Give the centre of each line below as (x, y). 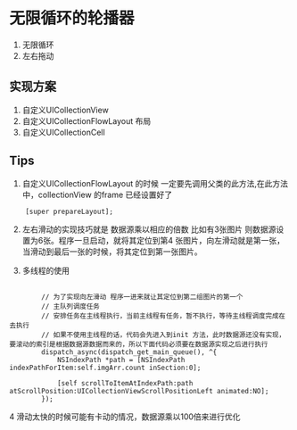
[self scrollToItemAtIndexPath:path (125, 383)
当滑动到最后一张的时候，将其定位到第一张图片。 (112, 252)
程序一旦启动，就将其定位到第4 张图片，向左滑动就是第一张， (172, 240)
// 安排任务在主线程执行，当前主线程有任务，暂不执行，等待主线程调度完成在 (163, 316)
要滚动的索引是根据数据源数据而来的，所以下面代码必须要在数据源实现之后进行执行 (139, 344)
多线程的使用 (45, 270)
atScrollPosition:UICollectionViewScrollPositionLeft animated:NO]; (139, 391)
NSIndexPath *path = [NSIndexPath (121, 360)
